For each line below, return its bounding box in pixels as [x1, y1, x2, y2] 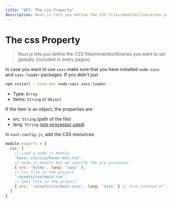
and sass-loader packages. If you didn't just [5, 72, 98, 78]
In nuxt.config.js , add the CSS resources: [5, 131, 96, 138]
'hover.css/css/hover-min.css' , [14, 155, 83, 161]
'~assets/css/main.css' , [14, 174, 68, 180]
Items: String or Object [12, 96, 62, 103]
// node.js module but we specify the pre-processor [14, 160, 130, 165]
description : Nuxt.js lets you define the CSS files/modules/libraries [5, 12, 161, 17]
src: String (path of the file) [12, 116, 72, 122]
